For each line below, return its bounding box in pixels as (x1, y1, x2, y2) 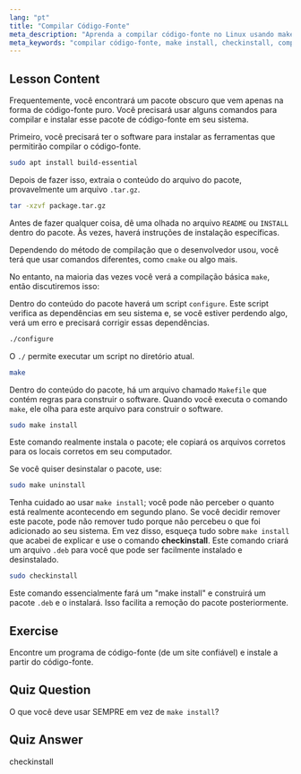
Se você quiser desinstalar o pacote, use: (9, 463, 163, 475)
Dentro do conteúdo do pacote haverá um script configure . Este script (9, 297, 269, 309)
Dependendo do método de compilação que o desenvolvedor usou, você (9, 244, 279, 255)
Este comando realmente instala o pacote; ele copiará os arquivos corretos (9, 436, 287, 448)
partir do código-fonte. (9, 657, 94, 667)
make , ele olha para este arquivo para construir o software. (9, 403, 224, 414)
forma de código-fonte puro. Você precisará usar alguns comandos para (9, 105, 278, 116)
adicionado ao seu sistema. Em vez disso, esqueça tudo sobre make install (9, 526, 290, 537)
